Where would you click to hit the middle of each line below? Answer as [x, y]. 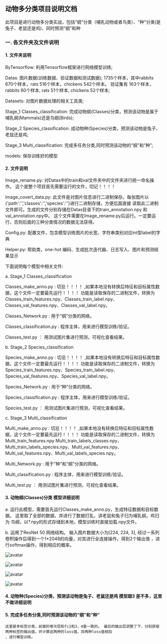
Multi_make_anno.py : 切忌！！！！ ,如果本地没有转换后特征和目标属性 [77, 428]
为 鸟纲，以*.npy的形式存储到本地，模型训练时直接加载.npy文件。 [72, 522]
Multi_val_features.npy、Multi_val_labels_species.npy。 [62, 453]
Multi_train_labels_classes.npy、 [89, 441]
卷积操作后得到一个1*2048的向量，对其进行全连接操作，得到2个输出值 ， [81, 539]
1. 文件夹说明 [18, 55]
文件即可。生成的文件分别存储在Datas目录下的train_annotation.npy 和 [76, 210]
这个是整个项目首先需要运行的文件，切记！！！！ [65, 187]
